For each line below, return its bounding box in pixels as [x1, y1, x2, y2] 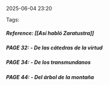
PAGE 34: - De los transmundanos [6, 59, 91, 66]
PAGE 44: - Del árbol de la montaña [6, 73, 94, 80]
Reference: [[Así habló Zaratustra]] [6, 29, 94, 37]
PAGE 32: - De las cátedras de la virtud [6, 44, 103, 51]
